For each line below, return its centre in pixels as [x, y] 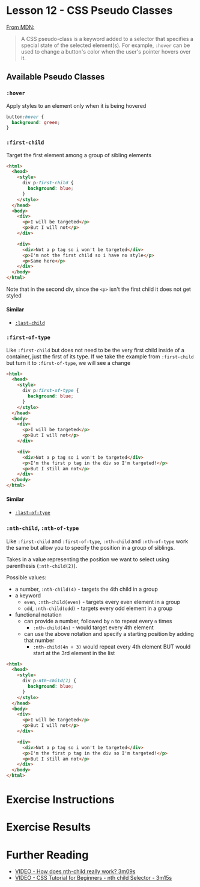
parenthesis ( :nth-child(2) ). [42, 565]
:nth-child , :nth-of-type [43, 528]
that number [39, 640]
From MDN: [20, 27]
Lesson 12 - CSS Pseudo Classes [89, 11]
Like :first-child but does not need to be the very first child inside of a [95, 350]
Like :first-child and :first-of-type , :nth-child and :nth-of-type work [97, 541]
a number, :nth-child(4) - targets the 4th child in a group [86, 589]
